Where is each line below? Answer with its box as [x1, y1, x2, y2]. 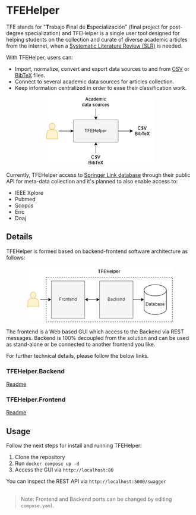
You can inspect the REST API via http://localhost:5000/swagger [6, 477, 166, 485]
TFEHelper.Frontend [6, 395, 66, 404]
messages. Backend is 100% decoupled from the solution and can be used [6, 334, 189, 341]
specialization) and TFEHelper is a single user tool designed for [24, 29, 180, 36]
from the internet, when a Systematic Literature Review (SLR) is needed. [6, 42, 183, 49]
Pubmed [14, 195, 36, 202]
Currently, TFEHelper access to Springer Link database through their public [6, 171, 191, 179]
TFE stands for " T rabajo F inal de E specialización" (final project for [6, 23, 168, 30]
